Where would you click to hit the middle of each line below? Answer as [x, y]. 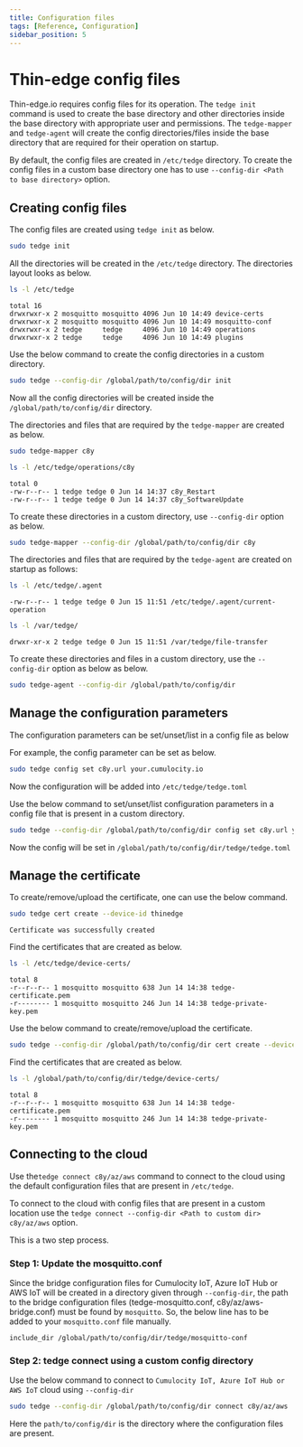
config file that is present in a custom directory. [97, 813]
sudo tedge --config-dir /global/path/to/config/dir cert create [134, 1045]
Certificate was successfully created [82, 930]
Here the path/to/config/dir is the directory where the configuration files [147, 1424]
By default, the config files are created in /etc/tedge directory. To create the [151, 160]
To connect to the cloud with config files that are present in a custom [138, 1203]
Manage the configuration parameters [119, 714]
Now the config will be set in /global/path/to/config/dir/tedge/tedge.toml [150, 847]
